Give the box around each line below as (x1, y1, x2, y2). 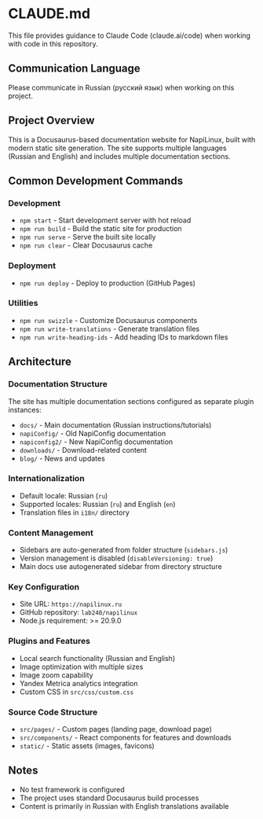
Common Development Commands (8, 174, 183, 187)
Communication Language (8, 62, 141, 75)
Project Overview (8, 114, 95, 127)
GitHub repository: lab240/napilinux (19, 608, 138, 617)
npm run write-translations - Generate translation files (19, 324, 200, 333)
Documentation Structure (8, 379, 108, 390)
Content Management (8, 527, 94, 538)
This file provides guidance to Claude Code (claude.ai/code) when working (8, 31, 251, 40)
